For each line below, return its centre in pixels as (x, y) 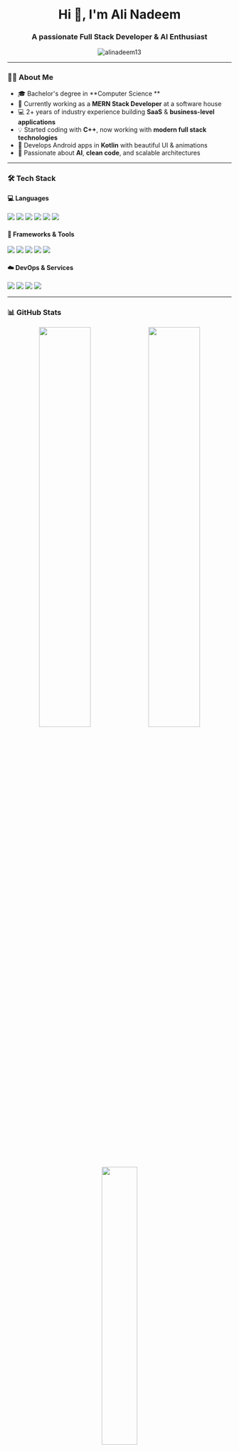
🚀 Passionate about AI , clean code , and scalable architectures (109, 152)
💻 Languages (28, 198)
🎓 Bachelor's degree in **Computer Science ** (89, 93)
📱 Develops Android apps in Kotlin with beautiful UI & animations (112, 145)
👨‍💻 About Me (30, 78)
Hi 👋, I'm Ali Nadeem (119, 15)
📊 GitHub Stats (34, 313)
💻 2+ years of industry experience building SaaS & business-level (116, 112)
